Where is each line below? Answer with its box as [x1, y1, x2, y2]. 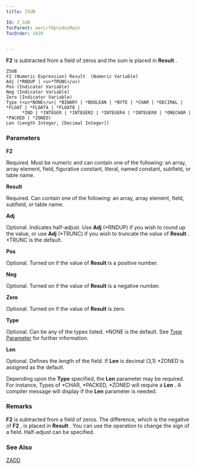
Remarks [6, 402, 32, 410]
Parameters [6, 134, 40, 142]
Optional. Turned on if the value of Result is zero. [6, 305, 126, 312]
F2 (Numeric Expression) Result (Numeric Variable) [6, 73, 139, 80]
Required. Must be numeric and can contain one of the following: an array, [6, 159, 187, 166]
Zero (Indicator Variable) [6, 94, 73, 101]
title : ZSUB [6, 8, 35, 15]
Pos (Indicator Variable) [6, 84, 70, 90]
